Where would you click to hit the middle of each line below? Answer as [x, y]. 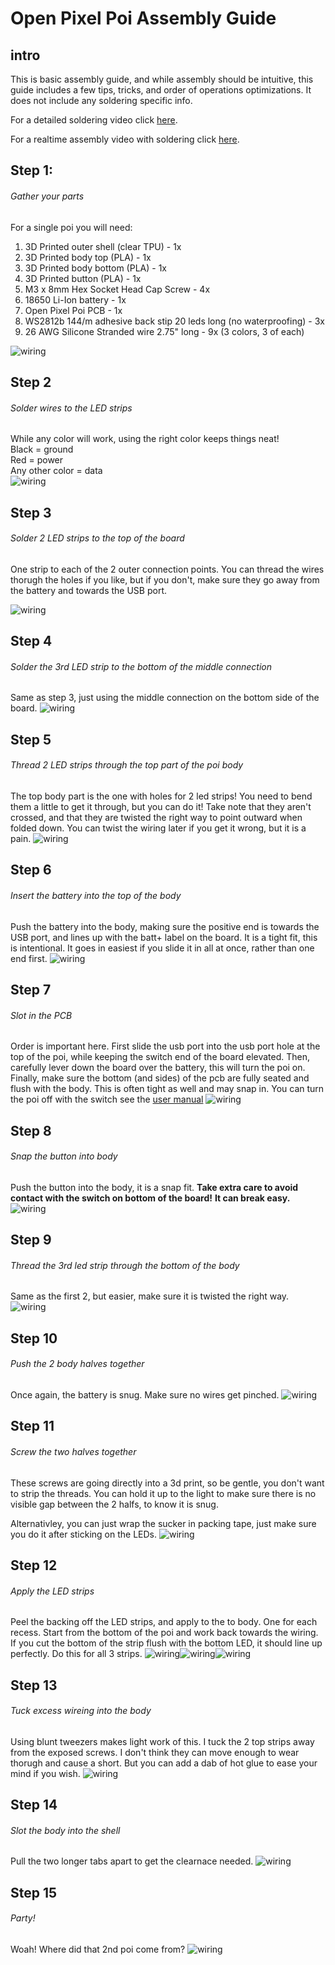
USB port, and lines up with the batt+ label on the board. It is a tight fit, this [164, 937]
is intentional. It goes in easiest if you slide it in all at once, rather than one [162, 948]
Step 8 [31, 1130]
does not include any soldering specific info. [101, 100]
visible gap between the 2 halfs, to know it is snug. [114, 1504]
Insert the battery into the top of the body [96, 895]
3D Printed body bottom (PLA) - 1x [95, 268]
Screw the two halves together [73, 1451]
